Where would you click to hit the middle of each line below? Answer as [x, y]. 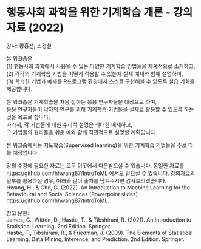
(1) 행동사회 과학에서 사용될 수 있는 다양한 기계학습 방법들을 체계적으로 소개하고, [101, 66]
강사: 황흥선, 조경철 [29, 46]
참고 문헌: [18, 213]
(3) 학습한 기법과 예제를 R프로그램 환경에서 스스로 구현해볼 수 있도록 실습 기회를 [101, 81]
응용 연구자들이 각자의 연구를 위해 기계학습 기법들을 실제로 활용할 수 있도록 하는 [100, 109]
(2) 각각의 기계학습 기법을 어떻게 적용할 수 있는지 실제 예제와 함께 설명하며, [95, 73]
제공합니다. [19, 89]
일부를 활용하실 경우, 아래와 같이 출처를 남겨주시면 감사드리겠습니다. [87, 180]
